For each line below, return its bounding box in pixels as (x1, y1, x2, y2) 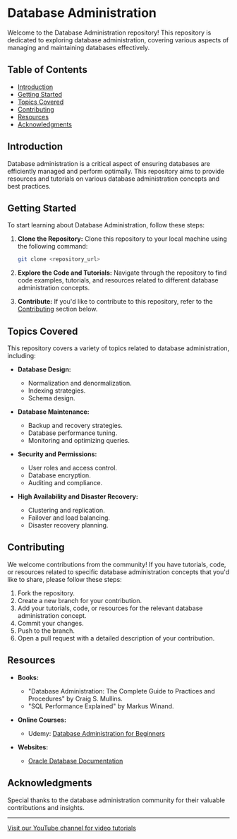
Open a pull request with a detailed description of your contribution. (17, 633, 215, 642)
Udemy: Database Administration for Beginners (28, 729, 166, 737)
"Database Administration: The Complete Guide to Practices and (28, 686, 215, 695)
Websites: (17, 743, 49, 751)
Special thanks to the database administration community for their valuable (7, 796, 226, 804)
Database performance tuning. (28, 429, 118, 437)
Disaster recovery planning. (28, 521, 109, 530)
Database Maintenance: (17, 407, 90, 416)
